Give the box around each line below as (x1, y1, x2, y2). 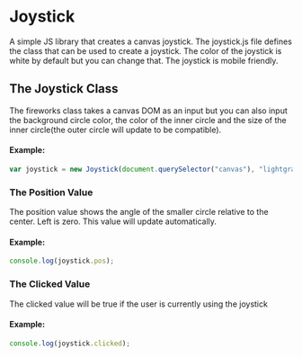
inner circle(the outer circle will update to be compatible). (9, 124, 222, 135)
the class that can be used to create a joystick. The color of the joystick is (9, 45, 282, 56)
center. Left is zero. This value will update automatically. (9, 216, 218, 227)
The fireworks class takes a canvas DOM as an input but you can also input (9, 105, 288, 116)
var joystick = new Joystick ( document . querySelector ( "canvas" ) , (9, 165, 255, 174)
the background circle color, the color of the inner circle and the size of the (9, 114, 288, 125)
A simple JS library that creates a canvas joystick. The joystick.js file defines (9, 36, 292, 47)
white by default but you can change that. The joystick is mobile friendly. (9, 55, 279, 66)
